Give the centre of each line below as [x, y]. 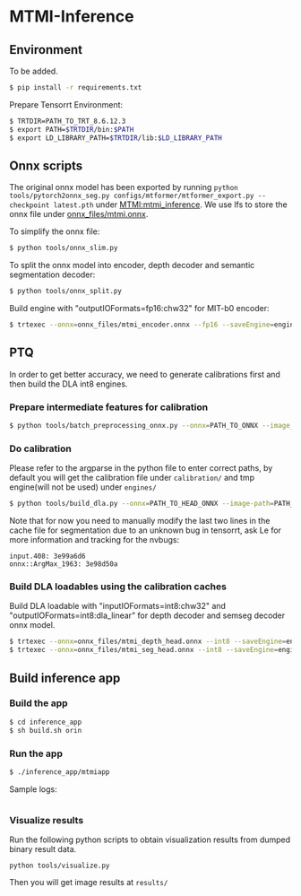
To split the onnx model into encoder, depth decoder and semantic [132, 265]
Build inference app [65, 678]
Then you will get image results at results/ [89, 883]
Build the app [39, 703]
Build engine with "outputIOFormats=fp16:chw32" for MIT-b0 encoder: [139, 309]
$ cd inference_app [46, 722]
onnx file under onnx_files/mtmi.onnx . [79, 214]
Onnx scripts [46, 165]
